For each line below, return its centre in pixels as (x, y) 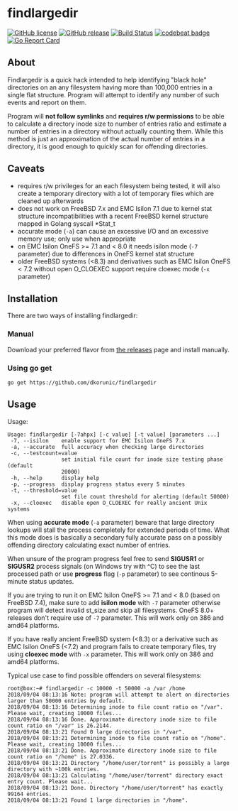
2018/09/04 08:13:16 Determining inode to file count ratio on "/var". (115, 707)
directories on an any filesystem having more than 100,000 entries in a (110, 87)
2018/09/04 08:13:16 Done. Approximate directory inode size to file (112, 719)
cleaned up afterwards (50, 201)
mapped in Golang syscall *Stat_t (66, 223)
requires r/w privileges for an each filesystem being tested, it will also (119, 185)
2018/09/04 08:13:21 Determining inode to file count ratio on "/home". (117, 738)
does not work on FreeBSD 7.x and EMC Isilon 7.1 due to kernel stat (115, 208)
